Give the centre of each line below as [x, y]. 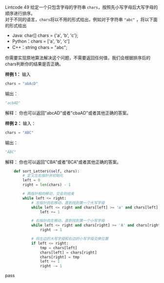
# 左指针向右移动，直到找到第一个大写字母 [68, 203]
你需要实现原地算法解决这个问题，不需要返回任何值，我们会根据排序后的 [78, 58]
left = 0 [31, 180]
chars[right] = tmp [60, 257]
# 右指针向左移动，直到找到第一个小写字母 [68, 221]
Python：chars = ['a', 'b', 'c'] [41, 41]
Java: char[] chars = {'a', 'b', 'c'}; [45, 35]
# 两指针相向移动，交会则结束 [49, 194]
